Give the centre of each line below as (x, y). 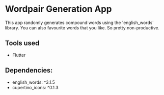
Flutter (19, 55)
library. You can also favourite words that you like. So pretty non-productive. (82, 27)
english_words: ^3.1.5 (33, 82)
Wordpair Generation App (58, 9)
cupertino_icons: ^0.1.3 (35, 87)
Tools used (22, 43)
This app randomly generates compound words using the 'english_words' (79, 23)
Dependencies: (29, 70)
